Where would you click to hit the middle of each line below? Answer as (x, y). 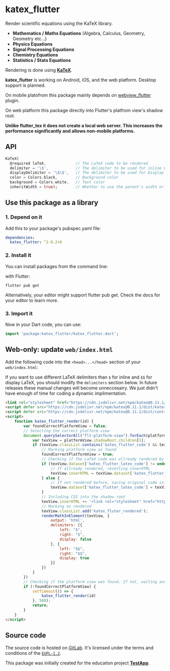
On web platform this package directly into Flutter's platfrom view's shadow (84, 110)
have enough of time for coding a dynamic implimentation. (66, 393)
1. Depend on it (24, 217)
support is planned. (26, 85)
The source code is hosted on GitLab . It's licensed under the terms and (79, 648)
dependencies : (20, 238)
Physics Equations (33, 44)
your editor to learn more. (32, 300)
